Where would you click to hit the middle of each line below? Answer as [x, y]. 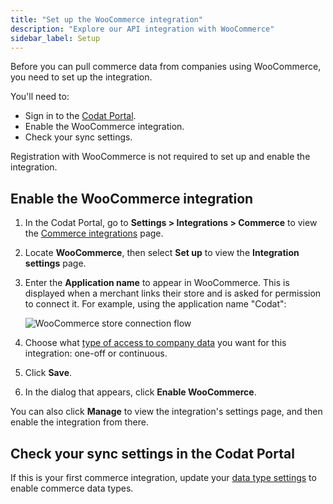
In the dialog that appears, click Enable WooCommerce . [140, 392]
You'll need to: [40, 97]
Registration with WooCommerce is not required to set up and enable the [160, 157]
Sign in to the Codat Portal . [80, 116]
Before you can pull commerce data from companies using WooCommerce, [166, 67]
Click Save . [48, 373]
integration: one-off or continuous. [96, 353]
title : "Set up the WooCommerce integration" [106, 19]
